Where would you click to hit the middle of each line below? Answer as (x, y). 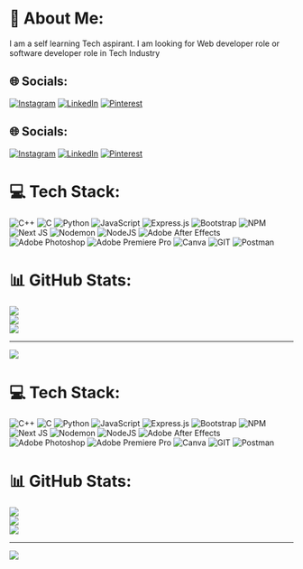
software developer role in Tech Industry (85, 52)
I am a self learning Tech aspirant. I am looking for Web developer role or (145, 43)
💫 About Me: (57, 19)
